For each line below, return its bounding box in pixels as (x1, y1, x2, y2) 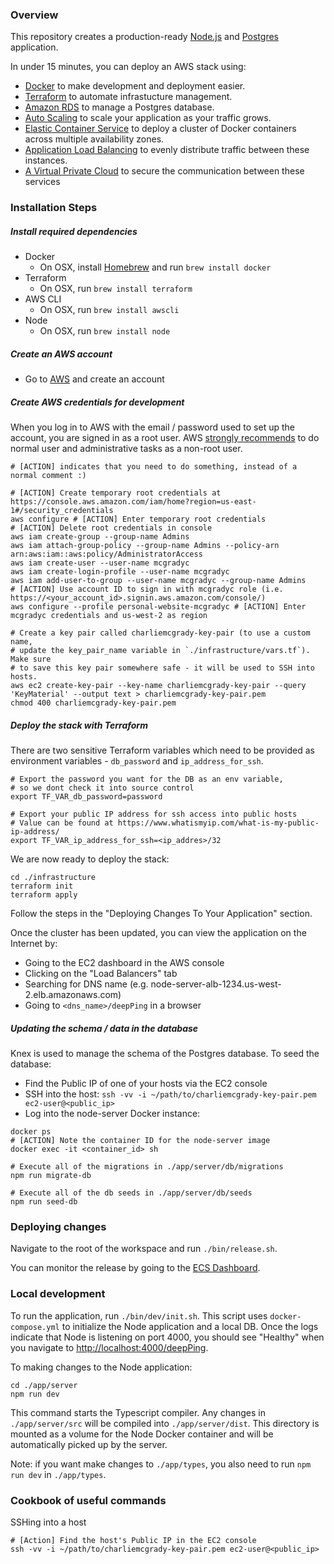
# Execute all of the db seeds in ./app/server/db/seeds (10, 1188, 253, 1198)
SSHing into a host (10, 1516, 87, 1528)
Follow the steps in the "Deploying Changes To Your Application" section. (10, 908, 313, 920)
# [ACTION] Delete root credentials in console (10, 523, 213, 533)
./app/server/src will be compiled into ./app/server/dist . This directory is (10, 1417, 320, 1429)
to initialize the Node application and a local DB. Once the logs (61, 1320, 319, 1332)
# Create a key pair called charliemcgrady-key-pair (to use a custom (10, 628, 311, 638)
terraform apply (10, 890, 78, 900)
